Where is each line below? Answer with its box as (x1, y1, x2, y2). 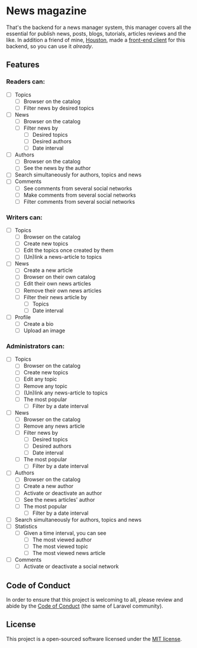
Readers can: (6, 78, 46, 86)
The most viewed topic (32, 543, 89, 550)
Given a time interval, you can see (23, 529, 106, 537)
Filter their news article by (23, 293, 88, 300)
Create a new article (23, 267, 73, 274)
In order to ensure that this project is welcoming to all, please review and (6, 596, 183, 604)
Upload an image (23, 327, 66, 334)
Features (6, 60, 40, 70)
